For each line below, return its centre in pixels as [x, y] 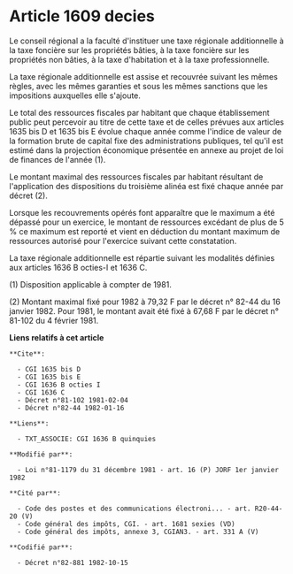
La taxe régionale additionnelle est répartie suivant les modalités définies [142, 257]
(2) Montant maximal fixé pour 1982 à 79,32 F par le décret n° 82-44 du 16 [145, 302]
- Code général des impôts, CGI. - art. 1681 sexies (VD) [127, 524]
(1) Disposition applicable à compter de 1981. [91, 284]
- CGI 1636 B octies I [59, 385]
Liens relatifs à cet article [57, 337]
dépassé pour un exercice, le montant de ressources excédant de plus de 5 [147, 222]
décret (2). [29, 195]
